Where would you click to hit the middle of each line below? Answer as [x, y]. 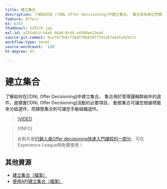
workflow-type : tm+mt [28, 42]
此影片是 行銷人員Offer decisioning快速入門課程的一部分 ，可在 [81, 139]
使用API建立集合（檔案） [38, 182]
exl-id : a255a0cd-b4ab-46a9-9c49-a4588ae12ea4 [54, 33]
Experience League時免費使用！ [50, 145]
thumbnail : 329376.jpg [29, 28]
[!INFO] [25, 129]
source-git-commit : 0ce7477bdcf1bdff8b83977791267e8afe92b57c [71, 38]
